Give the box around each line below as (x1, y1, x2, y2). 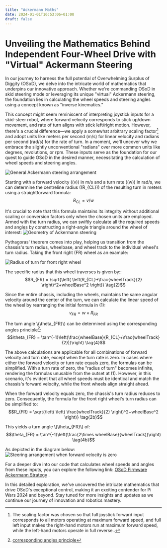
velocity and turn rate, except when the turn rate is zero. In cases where (5, 355, 153, 361)
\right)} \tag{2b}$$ (64, 414, 103, 420)
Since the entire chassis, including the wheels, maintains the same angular (5, 291, 158, 297)
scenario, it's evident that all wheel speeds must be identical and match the (5, 376, 160, 382)
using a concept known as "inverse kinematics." (5, 102, 103, 108)
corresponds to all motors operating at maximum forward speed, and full (12, 517, 162, 523)
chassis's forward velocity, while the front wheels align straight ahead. (5, 381, 150, 387)
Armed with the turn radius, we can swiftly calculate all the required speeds (5, 219, 160, 225)
